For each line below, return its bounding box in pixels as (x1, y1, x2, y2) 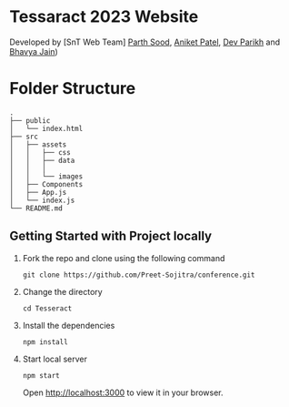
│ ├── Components (9, 179, 84, 188)
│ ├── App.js (9, 188, 67, 197)
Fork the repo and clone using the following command (22, 252, 225, 263)
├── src (9, 132, 39, 141)
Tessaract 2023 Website (9, 6, 199, 27)
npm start (22, 371, 61, 380)
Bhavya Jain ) (9, 46, 59, 56)
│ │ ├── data (9, 156, 75, 165)
